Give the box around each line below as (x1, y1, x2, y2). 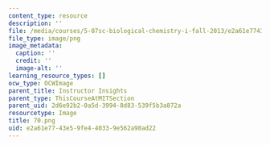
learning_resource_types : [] (8, 72, 106, 80)
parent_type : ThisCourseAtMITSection (8, 94, 135, 102)
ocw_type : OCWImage (8, 79, 74, 87)
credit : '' (15, 57, 52, 65)
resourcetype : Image (8, 110, 78, 118)
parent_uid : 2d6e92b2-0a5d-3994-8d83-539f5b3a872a (8, 101, 182, 110)
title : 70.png (8, 117, 56, 125)
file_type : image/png (8, 34, 81, 43)
